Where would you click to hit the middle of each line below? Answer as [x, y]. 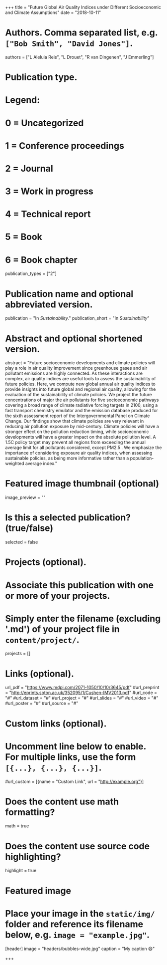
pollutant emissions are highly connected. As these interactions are [74, 373]
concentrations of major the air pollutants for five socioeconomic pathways [82, 400]
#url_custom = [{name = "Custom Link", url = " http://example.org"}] [75, 781]
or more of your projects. [58, 596]
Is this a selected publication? [68, 518]
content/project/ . [42, 639]
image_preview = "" [25, 497]
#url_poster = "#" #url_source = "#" [42, 704]
